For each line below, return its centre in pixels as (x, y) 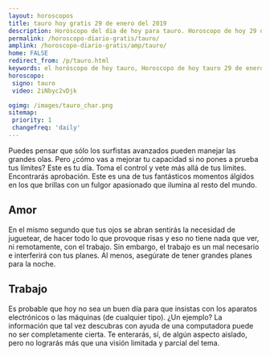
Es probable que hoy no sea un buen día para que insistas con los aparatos (133, 308)
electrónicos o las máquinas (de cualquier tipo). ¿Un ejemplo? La (115, 317)
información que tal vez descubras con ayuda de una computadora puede (131, 325)
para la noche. (32, 263)
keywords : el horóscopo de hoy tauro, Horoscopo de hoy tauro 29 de (125, 68)
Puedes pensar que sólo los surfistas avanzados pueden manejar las (122, 151)
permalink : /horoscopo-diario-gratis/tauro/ (84, 38)
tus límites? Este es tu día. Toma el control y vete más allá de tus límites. (127, 168)
